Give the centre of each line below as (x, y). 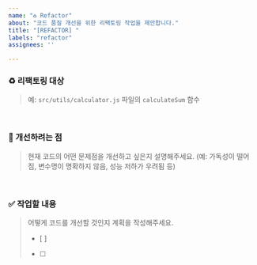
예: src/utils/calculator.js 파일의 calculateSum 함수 (113, 100)
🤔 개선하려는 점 (35, 138)
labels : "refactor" (40, 38)
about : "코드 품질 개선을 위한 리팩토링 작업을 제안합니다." (94, 23)
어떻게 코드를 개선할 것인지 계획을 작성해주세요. (100, 223)
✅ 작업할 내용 (32, 204)
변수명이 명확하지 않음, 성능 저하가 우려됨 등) (107, 166)
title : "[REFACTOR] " (44, 30)
